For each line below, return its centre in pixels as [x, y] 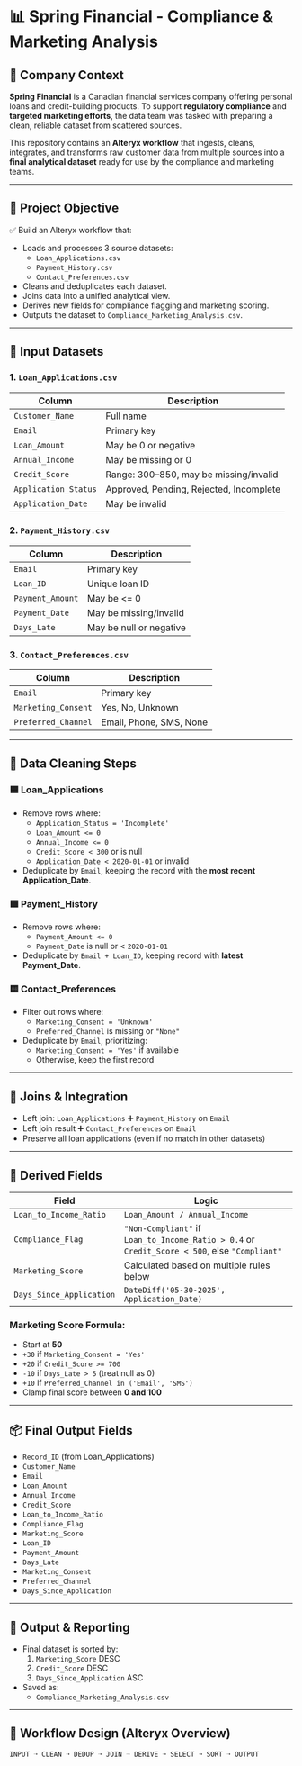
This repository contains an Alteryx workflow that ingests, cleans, [132, 143]
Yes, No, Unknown [140, 708]
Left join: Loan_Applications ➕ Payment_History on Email [126, 1118]
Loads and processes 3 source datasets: [98, 248]
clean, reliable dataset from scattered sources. [96, 125]
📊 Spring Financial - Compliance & [142, 17]
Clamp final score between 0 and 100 [92, 1392]
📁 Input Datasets [57, 352]
